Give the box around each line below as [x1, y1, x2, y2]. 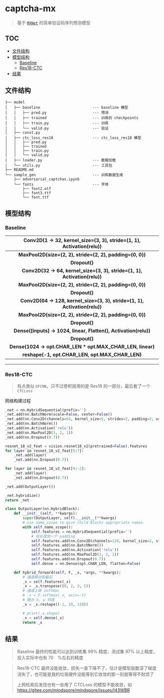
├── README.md [5, 167, 34, 172]
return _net [5, 497, 29, 503]
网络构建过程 [5, 398, 31, 404]
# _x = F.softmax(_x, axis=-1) [22, 593, 86, 598]
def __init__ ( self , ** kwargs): [14, 511, 78, 516]
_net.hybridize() [5, 493, 41, 498]
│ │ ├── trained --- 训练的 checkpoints [5, 115, 139, 120]
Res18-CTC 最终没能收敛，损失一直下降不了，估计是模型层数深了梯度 [17, 665, 157, 671]
